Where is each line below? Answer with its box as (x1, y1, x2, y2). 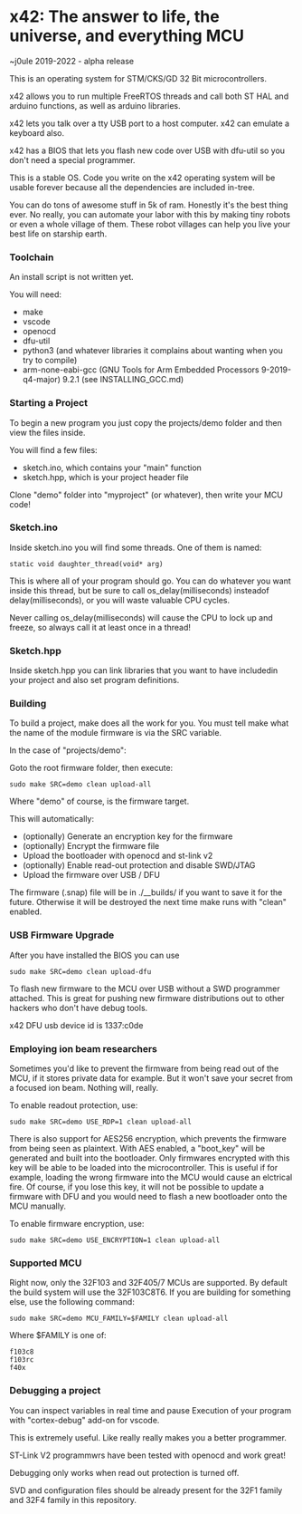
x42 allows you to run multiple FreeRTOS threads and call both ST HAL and (9, 91, 289, 101)
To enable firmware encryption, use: (9, 1219, 145, 1230)
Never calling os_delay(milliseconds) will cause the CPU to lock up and (9, 612, 273, 622)
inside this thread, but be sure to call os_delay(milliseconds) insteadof (9, 584, 269, 595)
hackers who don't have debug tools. (9, 1002, 148, 1013)
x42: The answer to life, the (9, 6, 220, 27)
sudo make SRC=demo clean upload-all (9, 780, 152, 789)
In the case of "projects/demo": (9, 745, 127, 756)
